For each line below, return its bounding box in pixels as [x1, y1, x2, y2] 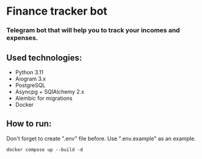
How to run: [6, 119, 52, 129]
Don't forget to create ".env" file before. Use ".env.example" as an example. [6, 135, 197, 142]
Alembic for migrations [15, 94, 73, 102]
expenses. [6, 34, 38, 42]
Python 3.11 [15, 68, 44, 76]
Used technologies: [6, 52, 82, 63]
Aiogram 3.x [15, 75, 46, 82]
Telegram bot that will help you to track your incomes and [6, 26, 180, 35]
